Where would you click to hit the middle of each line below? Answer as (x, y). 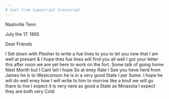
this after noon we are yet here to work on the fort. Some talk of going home (85, 64)
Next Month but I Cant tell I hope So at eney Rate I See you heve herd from (83, 70)
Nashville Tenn (21, 24)
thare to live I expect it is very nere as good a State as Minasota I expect (80, 86)
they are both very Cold (30, 91)
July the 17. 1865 (22, 34)
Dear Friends (19, 44)
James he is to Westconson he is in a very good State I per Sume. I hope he (84, 75)
